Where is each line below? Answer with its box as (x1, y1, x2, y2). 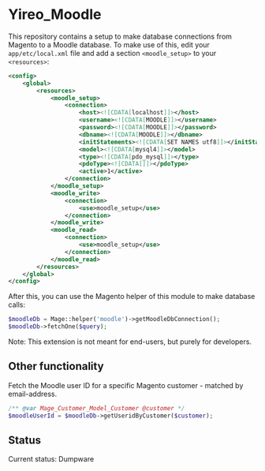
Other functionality (8, 360, 104, 373)
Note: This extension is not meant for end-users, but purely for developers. (8, 337, 252, 346)
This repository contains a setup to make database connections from (8, 32, 233, 41)
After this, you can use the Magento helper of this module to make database (8, 292, 256, 301)
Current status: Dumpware (8, 454, 95, 464)
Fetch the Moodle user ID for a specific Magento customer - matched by (8, 380, 244, 390)
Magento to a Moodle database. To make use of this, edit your (8, 39, 211, 49)
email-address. (8, 389, 58, 398)
